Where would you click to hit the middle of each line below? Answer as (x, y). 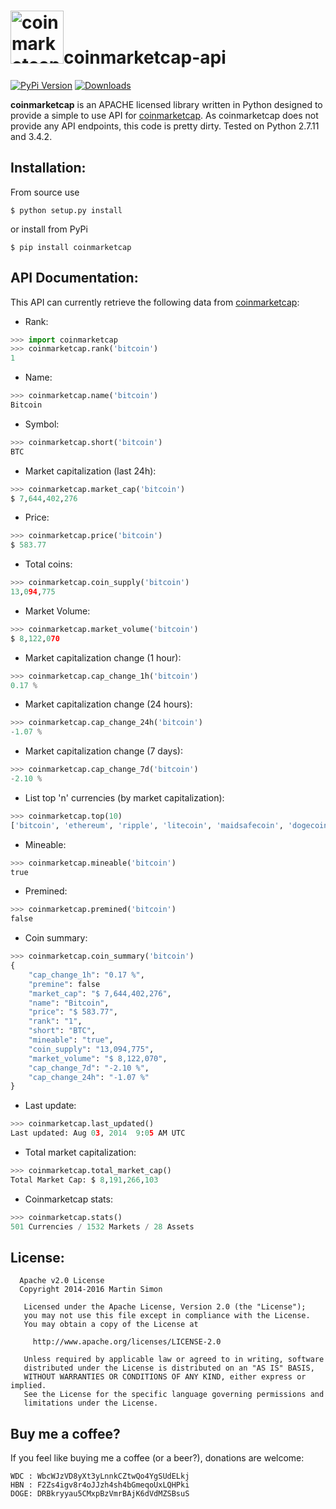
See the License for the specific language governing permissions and (174, 1395)
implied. (28, 1386)
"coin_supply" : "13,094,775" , (91, 1049)
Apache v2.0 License (62, 1281)
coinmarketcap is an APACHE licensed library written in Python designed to (166, 104)
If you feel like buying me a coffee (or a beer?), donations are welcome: (157, 1458)
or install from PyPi (49, 229)
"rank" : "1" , (55, 1021)
